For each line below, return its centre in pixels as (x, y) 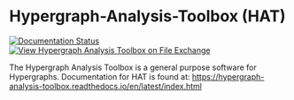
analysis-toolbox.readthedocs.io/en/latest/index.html (105, 86)
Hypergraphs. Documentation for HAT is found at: (100, 76)
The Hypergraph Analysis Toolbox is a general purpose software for (133, 67)
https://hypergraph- (228, 76)
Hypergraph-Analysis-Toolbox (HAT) (147, 16)
